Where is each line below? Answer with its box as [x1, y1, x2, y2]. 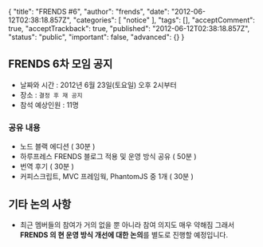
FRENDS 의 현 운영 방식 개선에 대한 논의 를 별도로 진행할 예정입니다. [19, 229, 229, 239]
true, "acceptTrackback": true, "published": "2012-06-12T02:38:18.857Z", [8, 24, 250, 33]
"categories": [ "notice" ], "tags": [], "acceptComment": [73, 15, 255, 25]
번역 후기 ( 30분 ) [19, 161, 74, 171]
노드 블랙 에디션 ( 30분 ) [19, 141, 96, 151]
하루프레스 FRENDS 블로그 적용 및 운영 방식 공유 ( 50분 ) [19, 152, 197, 161]
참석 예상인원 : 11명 [19, 100, 80, 110]
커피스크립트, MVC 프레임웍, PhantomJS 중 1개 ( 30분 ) [19, 172, 194, 181]
